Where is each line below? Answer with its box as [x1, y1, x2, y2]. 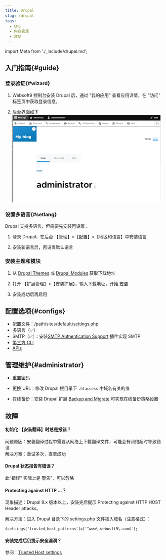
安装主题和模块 [5, 258, 41, 265]
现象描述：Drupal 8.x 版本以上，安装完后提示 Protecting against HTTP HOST [5, 499, 161, 505]
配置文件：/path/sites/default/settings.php [12, 321, 99, 327]
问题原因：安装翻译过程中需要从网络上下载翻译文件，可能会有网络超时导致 [5, 438, 157, 444]
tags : [5, 18, 16, 23]
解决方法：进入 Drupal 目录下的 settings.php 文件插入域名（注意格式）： [5, 516, 151, 522]
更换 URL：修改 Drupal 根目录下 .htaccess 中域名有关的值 [12, 385, 130, 391]
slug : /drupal [5, 13, 35, 18]
